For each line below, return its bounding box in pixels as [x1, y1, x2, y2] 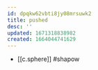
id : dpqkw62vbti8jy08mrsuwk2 [7, 10, 92, 17]
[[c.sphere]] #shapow [17, 55, 80, 63]
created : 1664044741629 [7, 36, 76, 43]
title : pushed [7, 17, 49, 24]
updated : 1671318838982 [7, 29, 76, 37]
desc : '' [7, 23, 33, 30]
